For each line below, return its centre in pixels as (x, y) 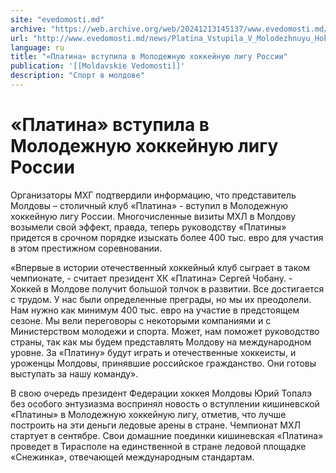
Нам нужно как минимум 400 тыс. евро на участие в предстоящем (155, 310)
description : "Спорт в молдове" (77, 76)
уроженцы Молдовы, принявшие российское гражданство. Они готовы (163, 363)
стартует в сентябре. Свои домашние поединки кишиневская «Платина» (167, 435)
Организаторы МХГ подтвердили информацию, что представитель (153, 195)
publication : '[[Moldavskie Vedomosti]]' (98, 66)
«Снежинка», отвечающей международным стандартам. (132, 457)
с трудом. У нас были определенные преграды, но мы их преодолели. (161, 299)
